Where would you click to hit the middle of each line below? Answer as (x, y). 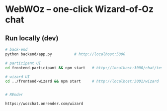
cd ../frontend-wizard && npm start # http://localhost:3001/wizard (82, 81)
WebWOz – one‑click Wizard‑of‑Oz (80, 9)
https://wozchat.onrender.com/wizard (44, 104)
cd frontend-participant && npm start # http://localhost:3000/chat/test (85, 68)
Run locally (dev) (32, 38)
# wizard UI (17, 77)
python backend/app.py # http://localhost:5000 (65, 54)
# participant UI (23, 63)
